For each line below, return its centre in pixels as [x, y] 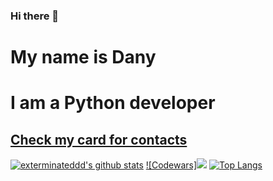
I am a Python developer [113, 103]
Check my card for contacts [99, 139]
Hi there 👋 [35, 16]
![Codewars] [171, 165]
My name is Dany [83, 57]
